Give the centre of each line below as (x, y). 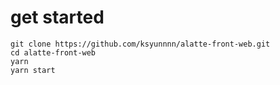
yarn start (33, 70)
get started (57, 17)
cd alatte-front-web (53, 52)
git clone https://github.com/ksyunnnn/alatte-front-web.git (140, 44)
